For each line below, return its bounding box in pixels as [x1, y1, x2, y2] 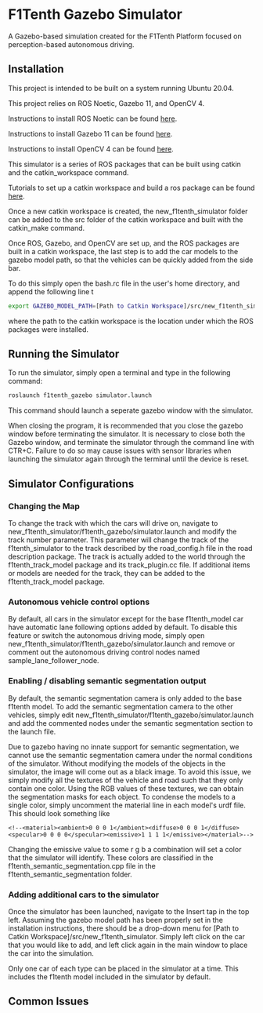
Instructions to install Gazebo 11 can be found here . [8, 129, 173, 138]
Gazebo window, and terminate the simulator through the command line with [8, 438, 254, 447]
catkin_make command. [8, 223, 85, 232]
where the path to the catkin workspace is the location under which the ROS [8, 316, 254, 326]
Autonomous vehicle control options [8, 596, 150, 607]
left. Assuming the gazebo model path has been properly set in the [8, 915, 223, 924]
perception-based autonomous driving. [8, 39, 135, 49]
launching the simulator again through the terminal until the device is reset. [8, 454, 249, 464]
